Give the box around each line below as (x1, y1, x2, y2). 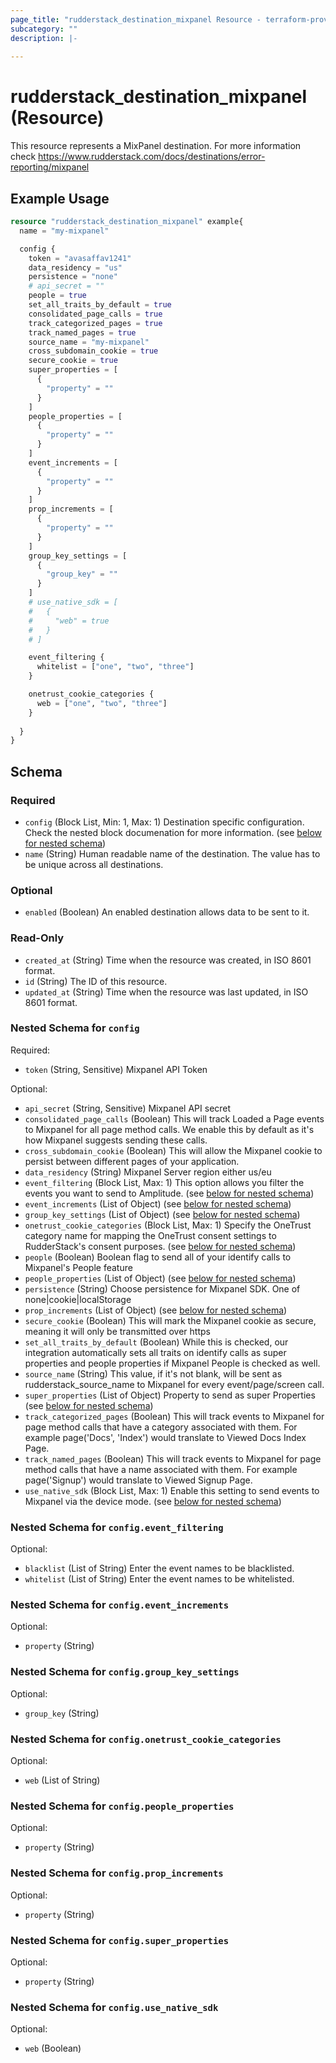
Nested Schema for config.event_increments (10, 1598, 229, 1612)
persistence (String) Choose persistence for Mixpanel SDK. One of (24, 1282, 301, 1295)
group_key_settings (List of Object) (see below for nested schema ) (24, 1208, 301, 1220)
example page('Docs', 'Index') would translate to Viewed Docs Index (24, 1431, 307, 1443)
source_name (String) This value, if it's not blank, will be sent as (24, 1367, 283, 1380)
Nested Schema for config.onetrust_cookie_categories (10, 1732, 282, 1746)
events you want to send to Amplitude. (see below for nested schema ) (24, 1187, 315, 1199)
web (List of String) (24, 1774, 101, 1786)
